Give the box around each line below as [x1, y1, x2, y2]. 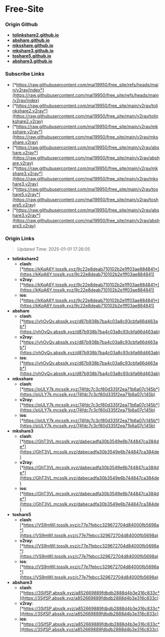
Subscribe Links [5, 70, 45, 77]
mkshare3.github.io [12, 48, 54, 54]
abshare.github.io [12, 37, 50, 43]
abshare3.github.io [12, 58, 53, 64]
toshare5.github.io [12, 53, 52, 59]
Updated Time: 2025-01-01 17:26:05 [17, 246, 90, 252]
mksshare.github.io [12, 43, 54, 49]
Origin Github [5, 21, 38, 28]
